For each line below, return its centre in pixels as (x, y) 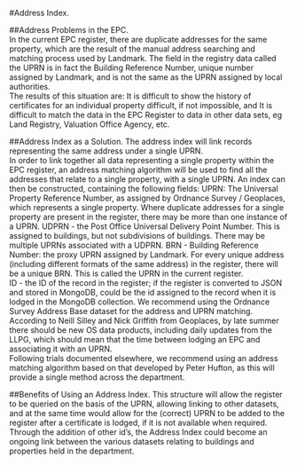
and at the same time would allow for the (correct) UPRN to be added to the (147, 413)
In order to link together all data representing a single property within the (142, 160)
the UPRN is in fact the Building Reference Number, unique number (132, 67)
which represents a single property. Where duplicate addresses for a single (147, 207)
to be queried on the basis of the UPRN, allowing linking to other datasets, (144, 404)
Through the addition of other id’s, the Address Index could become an (138, 432)
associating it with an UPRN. (61, 349)
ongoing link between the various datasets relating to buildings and (132, 441)
